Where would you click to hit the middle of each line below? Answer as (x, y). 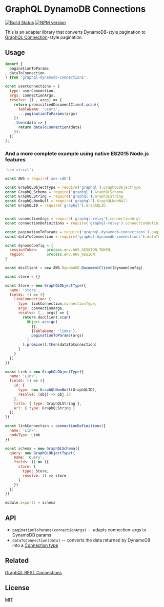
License (17, 588)
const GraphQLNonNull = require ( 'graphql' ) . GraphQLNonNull (66, 201)
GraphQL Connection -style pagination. (44, 37)
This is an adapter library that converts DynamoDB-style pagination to (75, 32)
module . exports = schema (30, 503)
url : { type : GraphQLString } (45, 408)
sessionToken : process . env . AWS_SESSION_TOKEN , (61, 250)
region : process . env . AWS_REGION (52, 255)
